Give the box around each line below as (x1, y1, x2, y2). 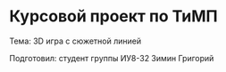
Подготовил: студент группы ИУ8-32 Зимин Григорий (9, 52, 214, 63)
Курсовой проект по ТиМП (9, 6, 218, 27)
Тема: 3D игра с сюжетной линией (9, 36, 141, 46)
